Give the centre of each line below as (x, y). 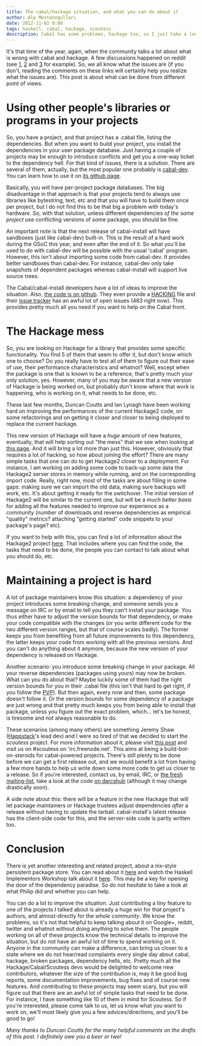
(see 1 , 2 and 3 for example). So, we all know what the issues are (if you (95, 65)
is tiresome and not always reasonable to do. (62, 718)
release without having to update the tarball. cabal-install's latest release (96, 811)
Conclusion (35, 849)
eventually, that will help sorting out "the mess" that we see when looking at (100, 442)
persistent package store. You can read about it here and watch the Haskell (99, 872)
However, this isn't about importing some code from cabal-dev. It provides (98, 257)
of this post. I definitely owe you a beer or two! (64, 1036)
